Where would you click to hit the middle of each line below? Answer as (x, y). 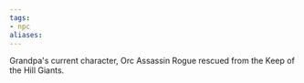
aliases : (26, 35)
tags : (20, 18)
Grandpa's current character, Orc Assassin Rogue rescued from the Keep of (152, 61)
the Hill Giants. (37, 70)
